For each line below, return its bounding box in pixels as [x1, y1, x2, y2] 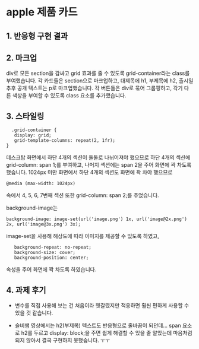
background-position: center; [14, 255, 89, 261]
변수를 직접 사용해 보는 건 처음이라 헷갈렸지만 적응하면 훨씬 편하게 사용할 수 [14, 302, 189, 309]
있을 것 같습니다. [14, 309, 53, 316]
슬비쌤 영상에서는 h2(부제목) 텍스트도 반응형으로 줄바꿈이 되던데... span [14, 322, 181, 329]
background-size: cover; [14, 250, 76, 256]
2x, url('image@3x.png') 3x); [6, 221, 81, 227]
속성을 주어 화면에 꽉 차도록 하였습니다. [6, 266, 97, 273]
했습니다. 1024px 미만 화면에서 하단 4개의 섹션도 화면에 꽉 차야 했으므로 [6, 169, 173, 176]
